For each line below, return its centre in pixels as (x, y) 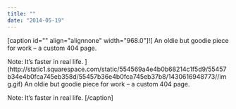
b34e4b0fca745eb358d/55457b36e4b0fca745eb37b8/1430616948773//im (117, 76)
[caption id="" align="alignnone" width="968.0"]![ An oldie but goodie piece (118, 40)
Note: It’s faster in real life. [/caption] (61, 97)
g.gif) (15, 84)
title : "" (22, 14)
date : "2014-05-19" (36, 20)
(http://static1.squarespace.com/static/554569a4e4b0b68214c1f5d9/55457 (117, 69)
